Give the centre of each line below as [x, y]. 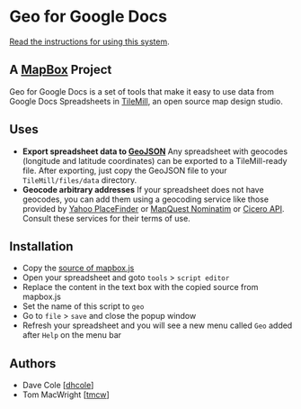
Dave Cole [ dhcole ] [58, 386]
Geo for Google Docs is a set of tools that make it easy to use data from [142, 91]
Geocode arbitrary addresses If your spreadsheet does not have [143, 189]
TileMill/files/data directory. [80, 180]
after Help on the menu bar [72, 335]
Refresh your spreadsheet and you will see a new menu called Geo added [157, 325]
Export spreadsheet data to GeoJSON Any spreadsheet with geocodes [155, 151]
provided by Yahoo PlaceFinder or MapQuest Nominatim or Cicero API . [153, 208]
